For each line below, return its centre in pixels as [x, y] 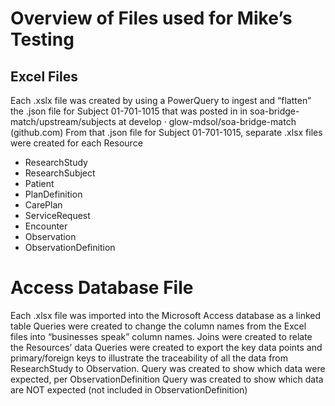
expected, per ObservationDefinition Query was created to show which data [167, 379]
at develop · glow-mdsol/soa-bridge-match [207, 121]
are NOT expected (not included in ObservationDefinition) [129, 389]
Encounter [46, 226]
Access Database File [102, 288]
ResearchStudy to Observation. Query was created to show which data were [168, 368]
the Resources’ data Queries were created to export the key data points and [166, 347]
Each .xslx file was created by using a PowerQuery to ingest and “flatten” [161, 100]
